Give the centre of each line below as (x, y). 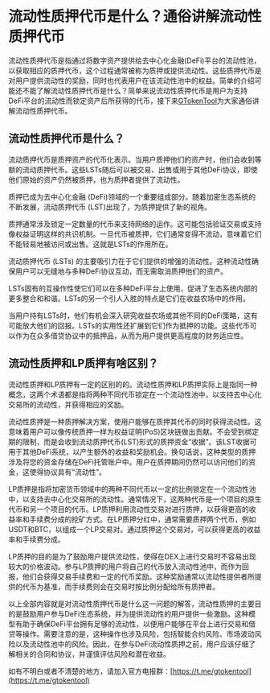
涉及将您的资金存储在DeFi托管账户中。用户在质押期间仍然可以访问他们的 (129, 462)
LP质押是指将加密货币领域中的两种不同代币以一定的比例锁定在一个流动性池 (132, 489)
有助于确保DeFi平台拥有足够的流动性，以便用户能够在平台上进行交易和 (132, 624)
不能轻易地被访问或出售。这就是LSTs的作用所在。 (90, 244)
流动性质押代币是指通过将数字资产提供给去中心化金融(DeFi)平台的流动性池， (135, 60)
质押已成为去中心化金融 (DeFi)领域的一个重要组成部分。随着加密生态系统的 (132, 196)
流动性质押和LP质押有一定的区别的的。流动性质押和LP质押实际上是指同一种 (133, 384)
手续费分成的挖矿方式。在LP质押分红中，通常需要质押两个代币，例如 (143, 519)
